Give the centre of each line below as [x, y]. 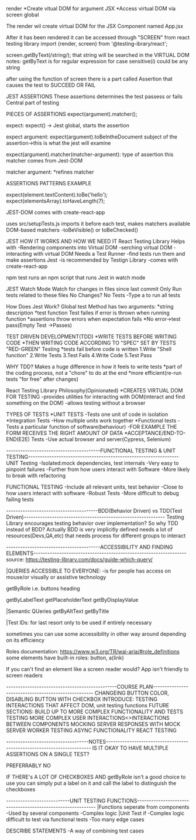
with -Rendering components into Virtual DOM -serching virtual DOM [89, 248]
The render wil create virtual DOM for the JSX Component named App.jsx [94, 26]
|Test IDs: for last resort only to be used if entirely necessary [79, 622]
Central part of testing [33, 103]
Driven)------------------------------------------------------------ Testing [95, 517]
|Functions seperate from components [143, 807]
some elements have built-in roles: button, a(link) [65, 658]
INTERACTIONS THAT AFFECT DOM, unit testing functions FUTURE [88, 705]
